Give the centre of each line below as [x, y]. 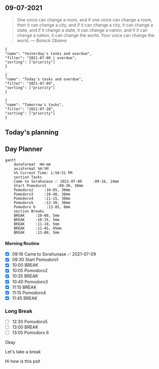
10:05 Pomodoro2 [30, 271]
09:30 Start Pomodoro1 [35, 259]
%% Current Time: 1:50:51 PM [43, 173]
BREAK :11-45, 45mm [38, 228]
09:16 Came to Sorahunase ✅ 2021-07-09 [54, 254]
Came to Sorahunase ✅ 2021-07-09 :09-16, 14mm [66, 182]
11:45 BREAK [25, 298]
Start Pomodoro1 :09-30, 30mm [48, 186]
